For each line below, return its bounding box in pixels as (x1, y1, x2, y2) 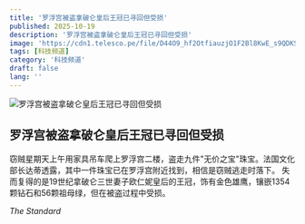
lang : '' (9, 73, 43, 82)
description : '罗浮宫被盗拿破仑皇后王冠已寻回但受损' (9, 30, 192, 39)
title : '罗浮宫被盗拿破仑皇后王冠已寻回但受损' (9, 13, 168, 23)
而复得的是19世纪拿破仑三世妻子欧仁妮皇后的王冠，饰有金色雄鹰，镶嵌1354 (9, 176, 290, 187)
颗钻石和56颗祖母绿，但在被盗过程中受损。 (9, 187, 171, 198)
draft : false (9, 64, 59, 73)
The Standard (9, 205, 62, 216)
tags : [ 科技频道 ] (9, 47, 70, 56)
